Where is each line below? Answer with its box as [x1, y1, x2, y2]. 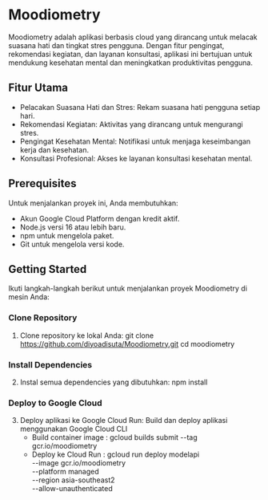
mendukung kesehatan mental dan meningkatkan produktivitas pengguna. [8, 58, 254, 67]
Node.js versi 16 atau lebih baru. [19, 222, 126, 232]
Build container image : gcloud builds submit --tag [31, 433, 198, 442]
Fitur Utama [8, 81, 69, 95]
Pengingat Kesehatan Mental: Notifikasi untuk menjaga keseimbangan [19, 136, 251, 146]
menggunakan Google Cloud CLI [19, 424, 128, 434]
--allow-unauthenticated [31, 484, 114, 494]
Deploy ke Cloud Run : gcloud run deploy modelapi [31, 449, 200, 459]
